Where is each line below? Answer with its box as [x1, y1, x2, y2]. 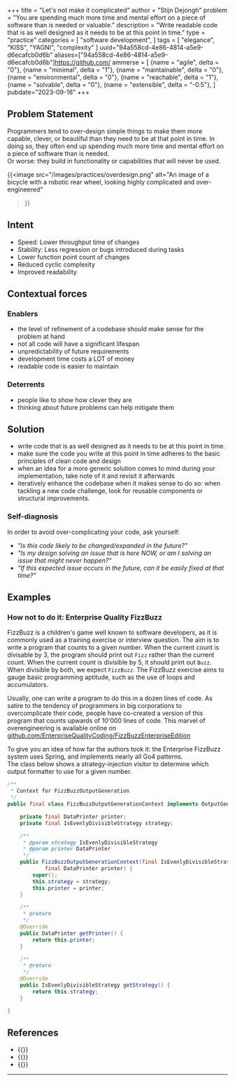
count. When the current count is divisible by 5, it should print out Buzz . [7, 658, 212, 667]
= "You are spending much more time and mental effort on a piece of [7, 13, 206, 22]
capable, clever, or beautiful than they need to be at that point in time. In [7, 134, 215, 142]
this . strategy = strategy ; [32, 878, 111, 885]
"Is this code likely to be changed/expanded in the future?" [17, 541, 187, 549]
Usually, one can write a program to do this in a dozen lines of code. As [7, 694, 213, 702]
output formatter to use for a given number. [7, 768, 132, 776]
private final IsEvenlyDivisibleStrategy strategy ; [20, 820, 173, 827]
